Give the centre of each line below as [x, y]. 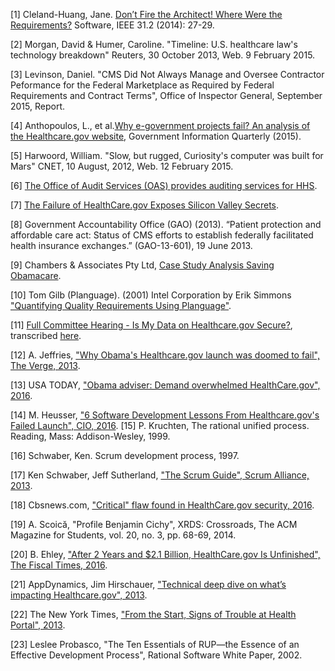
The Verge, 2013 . [45, 365]
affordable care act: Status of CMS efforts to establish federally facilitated [162, 235]
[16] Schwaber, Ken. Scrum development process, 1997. [125, 455]
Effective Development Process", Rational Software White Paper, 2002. [156, 655]
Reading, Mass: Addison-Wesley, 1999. [90, 436]
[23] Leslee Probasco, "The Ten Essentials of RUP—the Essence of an [155, 644]
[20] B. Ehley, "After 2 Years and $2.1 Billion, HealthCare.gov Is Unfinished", [165, 554]
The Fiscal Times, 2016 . [59, 565]
